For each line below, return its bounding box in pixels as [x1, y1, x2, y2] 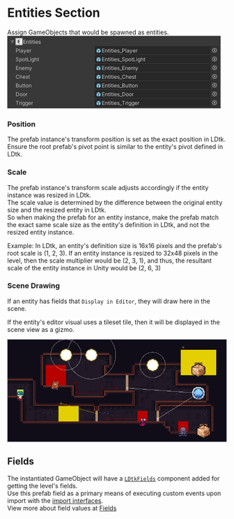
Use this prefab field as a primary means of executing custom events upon [7, 489, 221, 497]
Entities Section [7, 5, 101, 21]
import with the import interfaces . [7, 496, 104, 504]
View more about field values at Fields [7, 504, 117, 512]
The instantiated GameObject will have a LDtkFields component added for [7, 474, 220, 483]
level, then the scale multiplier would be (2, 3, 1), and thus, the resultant [7, 256, 212, 265]
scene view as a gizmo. [7, 325, 75, 333]
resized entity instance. [7, 228, 75, 236]
